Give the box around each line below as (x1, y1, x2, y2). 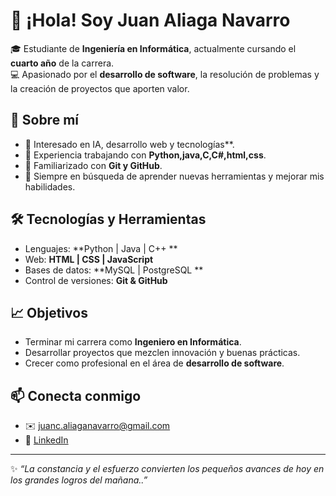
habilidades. (24, 180, 76, 193)
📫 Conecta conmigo (10, 387, 142, 404)
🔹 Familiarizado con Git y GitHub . (24, 159, 163, 171)
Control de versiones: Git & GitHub (24, 274, 168, 286)
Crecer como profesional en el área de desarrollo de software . (24, 357, 285, 369)
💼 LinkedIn (24, 434, 69, 446)
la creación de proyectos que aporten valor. (10, 82, 190, 94)
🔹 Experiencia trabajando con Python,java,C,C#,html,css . (24, 149, 267, 161)
